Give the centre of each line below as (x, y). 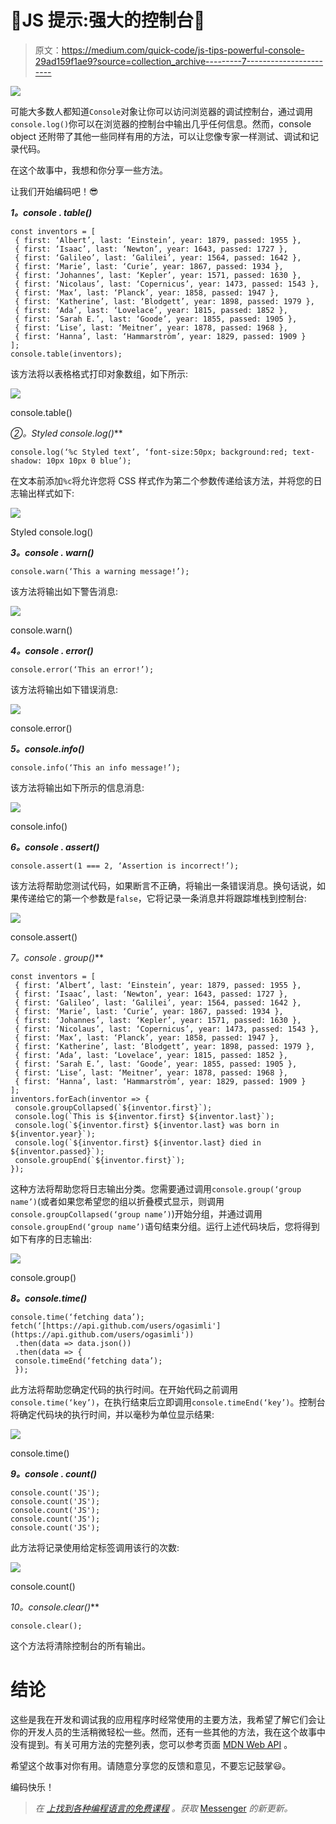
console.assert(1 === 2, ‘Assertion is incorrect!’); (125, 866)
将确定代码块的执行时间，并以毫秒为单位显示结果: (112, 1414)
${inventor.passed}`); (57, 1151)
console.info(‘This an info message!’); (96, 767)
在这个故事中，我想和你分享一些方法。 (89, 170)
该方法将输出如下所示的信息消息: (77, 787)
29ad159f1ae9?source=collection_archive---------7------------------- (178, 61)
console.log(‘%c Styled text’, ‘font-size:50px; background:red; (149, 452)
